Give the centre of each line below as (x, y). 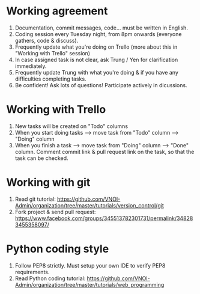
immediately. (31, 66)
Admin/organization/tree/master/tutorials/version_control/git (89, 205)
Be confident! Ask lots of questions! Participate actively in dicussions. (101, 85)
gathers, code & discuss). (47, 40)
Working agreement (57, 11)
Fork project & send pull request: (55, 212)
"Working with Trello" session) (53, 53)
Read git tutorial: (35, 199)
